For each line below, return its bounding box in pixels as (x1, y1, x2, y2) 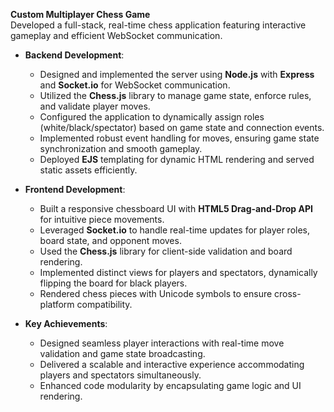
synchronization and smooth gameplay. (39, 143, 203, 154)
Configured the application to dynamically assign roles (39, 111, 265, 123)
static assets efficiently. (39, 164, 138, 176)
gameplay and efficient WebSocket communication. (10, 30, 223, 41)
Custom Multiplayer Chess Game (10, 9, 151, 20)
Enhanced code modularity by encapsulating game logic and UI (39, 380, 302, 391)
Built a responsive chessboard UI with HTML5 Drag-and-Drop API (39, 203, 313, 214)
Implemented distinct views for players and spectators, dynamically (39, 267, 318, 278)
